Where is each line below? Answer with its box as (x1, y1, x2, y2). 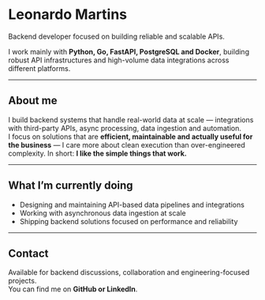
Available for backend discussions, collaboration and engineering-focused (8, 268, 250, 277)
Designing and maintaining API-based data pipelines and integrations (19, 200, 244, 209)
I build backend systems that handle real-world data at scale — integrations (8, 114, 254, 124)
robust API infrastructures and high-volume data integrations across (8, 55, 230, 65)
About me (8, 94, 58, 107)
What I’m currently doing (8, 179, 133, 193)
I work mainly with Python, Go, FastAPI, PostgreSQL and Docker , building (8, 47, 250, 56)
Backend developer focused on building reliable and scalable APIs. (8, 32, 225, 41)
